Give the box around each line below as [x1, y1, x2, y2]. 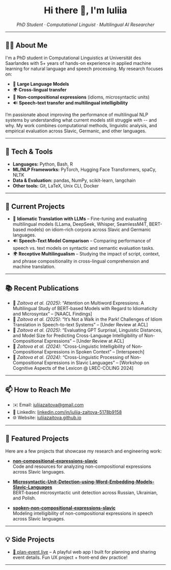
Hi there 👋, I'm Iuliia [44, 5, 127, 16]
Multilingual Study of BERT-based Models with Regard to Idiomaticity [12, 305, 158, 312]
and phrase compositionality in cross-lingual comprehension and [12, 258, 149, 265]
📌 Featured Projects [5, 434, 69, 443]
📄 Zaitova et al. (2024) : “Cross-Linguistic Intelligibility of [12, 343, 131, 349]
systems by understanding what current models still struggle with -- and [5, 117, 157, 123]
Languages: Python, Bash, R [12, 161, 73, 167]
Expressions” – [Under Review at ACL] [44, 338, 125, 344]
